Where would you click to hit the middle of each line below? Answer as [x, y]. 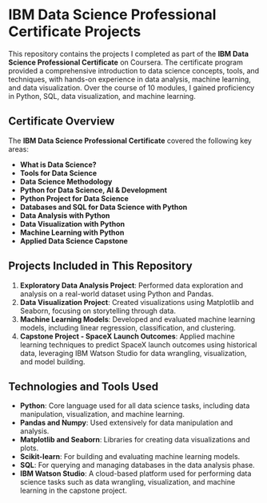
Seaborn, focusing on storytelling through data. [98, 311]
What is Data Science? [58, 164]
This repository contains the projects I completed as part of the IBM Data [129, 53]
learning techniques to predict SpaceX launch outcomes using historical [138, 344]
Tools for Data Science [58, 172]
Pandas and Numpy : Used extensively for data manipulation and [126, 423]
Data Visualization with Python [72, 224]
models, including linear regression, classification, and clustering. [128, 327]
